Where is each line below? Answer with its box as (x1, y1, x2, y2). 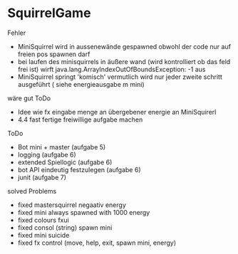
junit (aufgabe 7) (17, 173, 66, 181)
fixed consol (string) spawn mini (17, 223, 113, 232)
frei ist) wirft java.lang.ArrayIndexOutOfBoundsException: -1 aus (17, 65, 206, 73)
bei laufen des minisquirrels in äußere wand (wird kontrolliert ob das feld (17, 57, 231, 65)
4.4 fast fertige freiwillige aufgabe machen (17, 115, 143, 124)
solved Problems (7, 186, 57, 195)
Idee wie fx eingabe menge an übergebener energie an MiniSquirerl (17, 107, 217, 116)
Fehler (7, 28, 26, 37)
